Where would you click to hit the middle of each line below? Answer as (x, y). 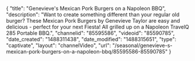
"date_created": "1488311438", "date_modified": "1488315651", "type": (91, 39)
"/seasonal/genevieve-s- (142, 45)
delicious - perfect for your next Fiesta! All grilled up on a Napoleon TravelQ (97, 27)
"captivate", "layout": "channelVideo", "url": (59, 45)
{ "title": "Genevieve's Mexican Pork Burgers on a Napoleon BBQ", (86, 8)
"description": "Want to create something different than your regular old (93, 15)
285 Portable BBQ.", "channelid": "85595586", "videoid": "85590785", (90, 33)
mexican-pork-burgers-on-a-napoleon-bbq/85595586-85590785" (87, 51)
